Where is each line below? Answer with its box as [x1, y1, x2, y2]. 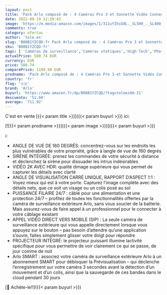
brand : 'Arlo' [5, 85, 35, 91]
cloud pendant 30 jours [12, 275, 61, 281]
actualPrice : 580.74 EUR [5, 53, 57, 59]
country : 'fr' [5, 76, 35, 81]
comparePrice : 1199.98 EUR [5, 68, 61, 73]
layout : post [5, 7, 32, 12]
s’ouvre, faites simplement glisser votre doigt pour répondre [12, 232, 135, 238]
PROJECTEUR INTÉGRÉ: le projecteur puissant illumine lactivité [12, 238, 142, 244]
